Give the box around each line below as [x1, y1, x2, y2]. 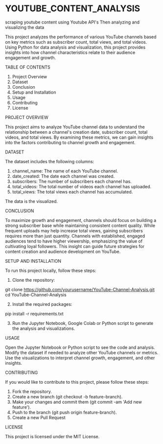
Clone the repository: [12, 277, 55, 283]
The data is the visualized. [5, 198, 58, 204]
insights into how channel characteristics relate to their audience [5, 49, 136, 55]
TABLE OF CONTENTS [5, 64, 50, 70]
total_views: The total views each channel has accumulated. [12, 189, 133, 195]
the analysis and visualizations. [12, 325, 75, 331]
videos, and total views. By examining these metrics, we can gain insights [5, 134, 153, 140]
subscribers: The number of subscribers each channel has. [12, 178, 132, 184]
